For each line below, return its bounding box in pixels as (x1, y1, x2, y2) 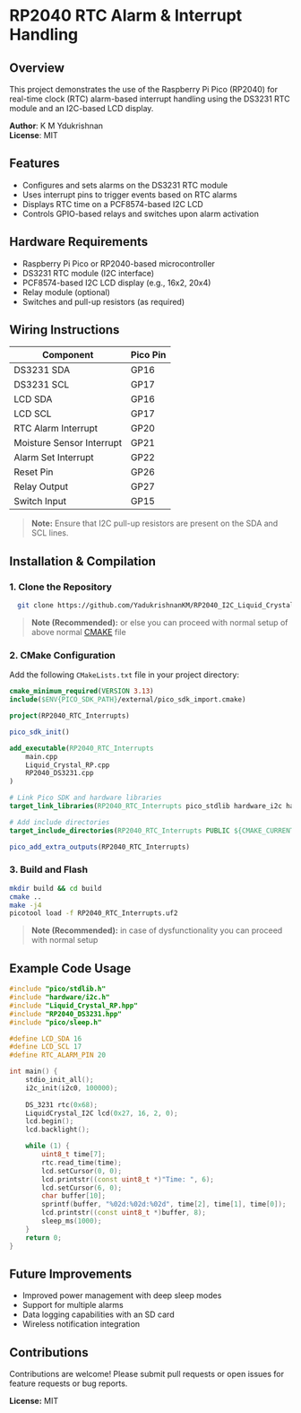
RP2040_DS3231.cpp (25, 769, 94, 778)
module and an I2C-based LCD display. (9, 103, 154, 113)
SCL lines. (30, 528, 69, 538)
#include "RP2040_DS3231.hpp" (9, 1009, 123, 1018)
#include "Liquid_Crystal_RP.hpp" (9, 1001, 139, 1010)
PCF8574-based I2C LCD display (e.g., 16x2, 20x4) (21, 277, 211, 288)
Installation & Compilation (9, 554, 157, 569)
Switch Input (13, 495, 67, 508)
